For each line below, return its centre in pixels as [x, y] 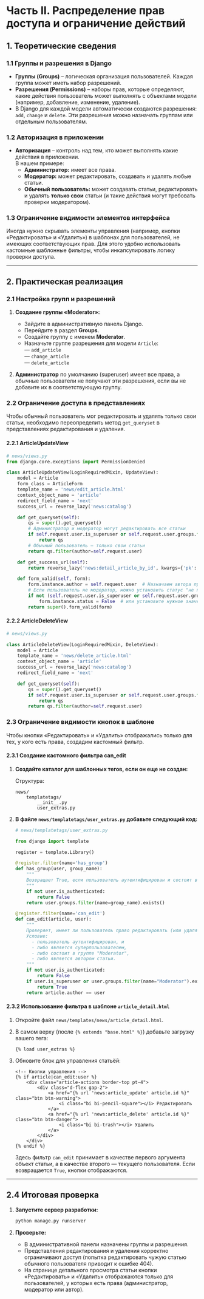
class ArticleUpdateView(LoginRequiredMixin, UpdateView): [83, 472]
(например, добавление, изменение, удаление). [78, 102]
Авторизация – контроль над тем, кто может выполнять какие [97, 151]
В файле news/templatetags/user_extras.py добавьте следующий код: [106, 819]
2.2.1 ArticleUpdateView [37, 443]
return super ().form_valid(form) [70, 607]
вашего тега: [32, 1038]
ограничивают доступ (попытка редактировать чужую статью [105, 1257]
